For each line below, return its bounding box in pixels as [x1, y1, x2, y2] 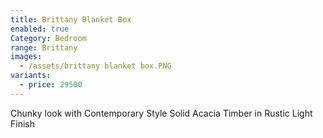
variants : [10, 71, 52, 81]
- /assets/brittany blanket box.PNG [19, 61, 172, 71]
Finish [10, 117, 35, 130]
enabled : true [10, 24, 70, 34]
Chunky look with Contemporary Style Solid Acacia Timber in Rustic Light [10, 107, 313, 119]
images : [10, 52, 43, 62]
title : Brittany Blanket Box [10, 14, 132, 25]
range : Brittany [10, 42, 78, 53]
